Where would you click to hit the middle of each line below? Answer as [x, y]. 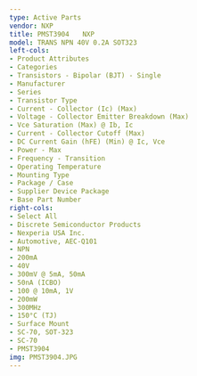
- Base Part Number [45, 200]
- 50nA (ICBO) [36, 282]
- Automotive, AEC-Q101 [53, 241]
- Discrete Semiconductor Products [75, 225]
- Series [25, 92]
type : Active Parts [45, 17]
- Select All [33, 216]
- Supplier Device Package [59, 192]
